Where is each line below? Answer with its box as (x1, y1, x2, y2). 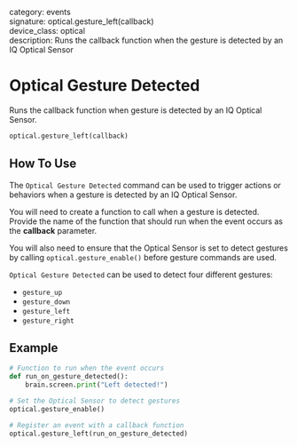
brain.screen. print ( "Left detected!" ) (25, 380, 168, 389)
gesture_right (21, 316, 74, 325)
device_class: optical (9, 26, 86, 36)
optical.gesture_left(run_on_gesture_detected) (9, 429, 189, 438)
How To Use (9, 156, 77, 172)
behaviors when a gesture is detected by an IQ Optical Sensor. (9, 189, 238, 200)
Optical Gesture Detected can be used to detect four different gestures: (9, 269, 273, 280)
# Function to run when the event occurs (9, 363, 165, 373)
